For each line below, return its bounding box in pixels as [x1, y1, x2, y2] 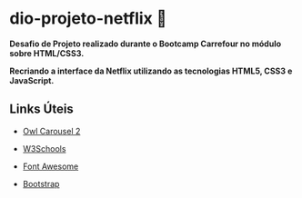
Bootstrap [22, 178, 60, 189]
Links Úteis [9, 102, 75, 117]
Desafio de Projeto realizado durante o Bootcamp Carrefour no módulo [9, 38, 282, 49]
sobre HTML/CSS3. [9, 47, 85, 58]
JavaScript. [9, 74, 55, 85]
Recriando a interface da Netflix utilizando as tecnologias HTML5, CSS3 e [9, 65, 293, 76]
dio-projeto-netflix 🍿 [9, 8, 167, 29]
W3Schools [22, 143, 66, 153]
